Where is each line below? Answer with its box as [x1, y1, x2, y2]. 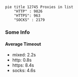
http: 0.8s [12, 57, 32, 63]
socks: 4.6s [12, 68, 36, 74]
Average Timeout [5, 41, 41, 47]
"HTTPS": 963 [14, 13, 41, 18]
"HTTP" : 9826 [14, 9, 43, 14]
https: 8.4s [12, 62, 34, 68]
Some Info [5, 28, 30, 35]
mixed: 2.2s [12, 52, 36, 58]
